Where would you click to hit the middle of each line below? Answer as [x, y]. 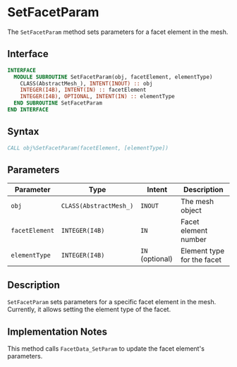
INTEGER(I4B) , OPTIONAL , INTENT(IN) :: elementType [97, 97]
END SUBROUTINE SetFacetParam [58, 103]
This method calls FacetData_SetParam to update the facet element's [106, 349]
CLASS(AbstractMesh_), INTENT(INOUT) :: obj [86, 83]
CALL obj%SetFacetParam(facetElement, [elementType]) [88, 148]
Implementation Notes [57, 331]
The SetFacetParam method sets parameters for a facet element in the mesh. [118, 32]
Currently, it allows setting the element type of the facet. [89, 309]
